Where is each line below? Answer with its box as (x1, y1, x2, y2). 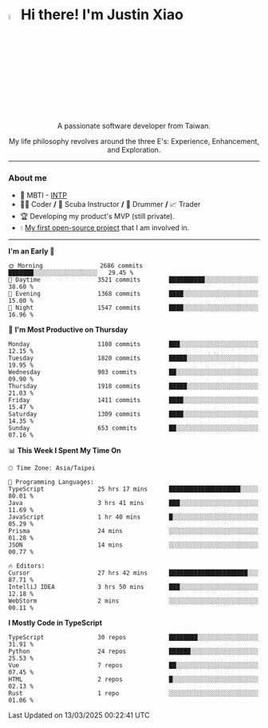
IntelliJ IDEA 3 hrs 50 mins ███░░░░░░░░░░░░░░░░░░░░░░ (8, 583, 259, 591)
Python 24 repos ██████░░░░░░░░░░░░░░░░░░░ (8, 647, 259, 656)
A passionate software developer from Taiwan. (57, 121, 211, 131)
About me (8, 173, 48, 184)
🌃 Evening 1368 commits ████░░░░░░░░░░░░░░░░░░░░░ (8, 290, 259, 298)
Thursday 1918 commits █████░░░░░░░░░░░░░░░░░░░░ (8, 382, 259, 391)
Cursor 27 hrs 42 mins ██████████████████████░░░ (8, 569, 259, 577)
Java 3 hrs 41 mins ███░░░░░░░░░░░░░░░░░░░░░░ (8, 499, 259, 507)
